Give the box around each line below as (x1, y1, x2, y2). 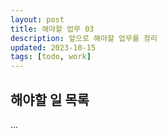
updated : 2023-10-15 (10, 42, 97, 53)
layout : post (10, 14, 65, 25)
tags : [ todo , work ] (10, 52, 92, 62)
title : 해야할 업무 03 (10, 24, 95, 34)
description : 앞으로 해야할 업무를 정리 (10, 33, 158, 43)
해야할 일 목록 (10, 91, 90, 108)
